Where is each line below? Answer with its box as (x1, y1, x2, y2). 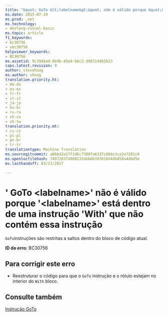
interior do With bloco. (12, 278, 58, 284)
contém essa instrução (5, 219, 102, 230)
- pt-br (5, 138, 21, 143)
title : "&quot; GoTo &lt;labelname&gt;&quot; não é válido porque (5, 7, 146, 13)
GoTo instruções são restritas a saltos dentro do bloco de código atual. (5, 235, 148, 241)
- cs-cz (5, 128, 21, 133)
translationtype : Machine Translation (5, 147, 86, 152)
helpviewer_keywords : (5, 49, 50, 54)
